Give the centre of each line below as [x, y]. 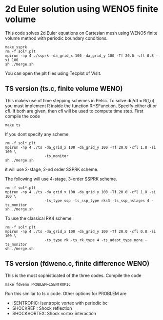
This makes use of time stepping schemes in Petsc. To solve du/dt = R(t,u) [80, 100]
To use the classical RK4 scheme [38, 218]
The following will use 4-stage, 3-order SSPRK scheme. [61, 179]
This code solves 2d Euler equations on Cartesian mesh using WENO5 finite [81, 33]
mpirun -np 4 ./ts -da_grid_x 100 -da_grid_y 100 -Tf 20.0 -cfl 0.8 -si [81, 231]
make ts [13, 125]
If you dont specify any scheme [37, 134]
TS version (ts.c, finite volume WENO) [64, 89]
